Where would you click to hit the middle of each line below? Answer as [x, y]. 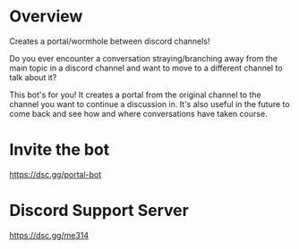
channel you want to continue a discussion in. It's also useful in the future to [149, 104]
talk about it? [33, 77]
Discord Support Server [99, 211]
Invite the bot [60, 150]
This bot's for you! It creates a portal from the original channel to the [135, 95]
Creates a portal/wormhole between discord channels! [110, 41]
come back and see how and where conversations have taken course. [138, 113]
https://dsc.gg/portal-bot [56, 174]
